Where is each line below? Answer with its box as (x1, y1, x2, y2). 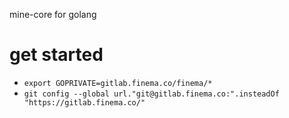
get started (9, 44, 104, 66)
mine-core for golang (9, 9, 97, 20)
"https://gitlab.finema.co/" (23, 97, 146, 108)
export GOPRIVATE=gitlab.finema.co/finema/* (23, 78, 213, 88)
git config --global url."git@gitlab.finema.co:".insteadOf (23, 89, 280, 99)
